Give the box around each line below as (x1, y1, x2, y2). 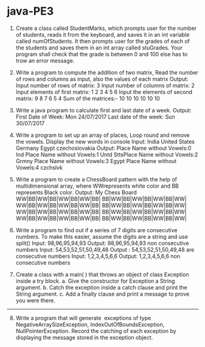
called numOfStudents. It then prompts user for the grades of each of (15, 37, 190, 45)
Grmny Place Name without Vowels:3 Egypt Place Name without (15, 157, 177, 164)
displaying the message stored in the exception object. (15, 334, 153, 341)
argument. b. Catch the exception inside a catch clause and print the (15, 283, 187, 291)
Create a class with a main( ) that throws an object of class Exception (15, 271, 189, 278)
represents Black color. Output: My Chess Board (15, 188, 137, 196)
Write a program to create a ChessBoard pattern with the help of (15, 175, 178, 183)
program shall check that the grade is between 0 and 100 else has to (15, 50, 188, 57)
